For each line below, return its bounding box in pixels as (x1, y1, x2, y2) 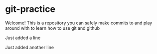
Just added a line (5, 35, 41, 41)
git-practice (5, 3, 56, 15)
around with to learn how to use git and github (5, 25, 100, 31)
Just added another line (5, 44, 54, 50)
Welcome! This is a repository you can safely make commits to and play (5, 20, 153, 26)
